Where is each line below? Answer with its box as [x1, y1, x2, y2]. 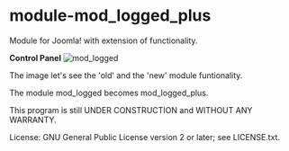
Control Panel [9, 52, 61, 63]
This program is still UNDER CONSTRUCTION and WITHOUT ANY [9, 104, 253, 115]
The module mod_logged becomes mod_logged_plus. [9, 87, 209, 98]
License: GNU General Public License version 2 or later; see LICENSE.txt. [9, 131, 281, 142]
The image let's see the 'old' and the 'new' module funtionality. [9, 69, 243, 81]
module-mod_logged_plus [9, 5, 212, 26]
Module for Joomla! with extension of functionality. [9, 35, 198, 46]
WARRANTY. [9, 114, 57, 125]
